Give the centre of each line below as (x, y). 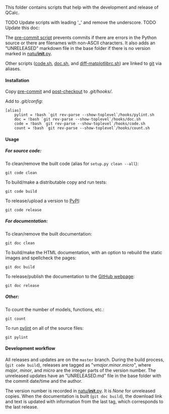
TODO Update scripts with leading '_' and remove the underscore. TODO (81, 22)
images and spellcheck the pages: (41, 258)
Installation (17, 80)
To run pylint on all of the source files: (45, 328)
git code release (23, 210)
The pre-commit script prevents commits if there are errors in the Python (81, 38)
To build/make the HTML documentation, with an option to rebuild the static (84, 252)
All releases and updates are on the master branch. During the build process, (85, 360)
